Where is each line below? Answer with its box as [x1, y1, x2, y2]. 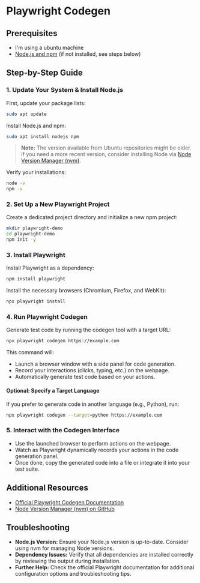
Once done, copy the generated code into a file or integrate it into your [14, 459, 190, 466]
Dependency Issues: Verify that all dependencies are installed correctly [14, 551, 194, 558]
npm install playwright [6, 276, 66, 282]
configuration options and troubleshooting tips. [14, 570, 132, 578]
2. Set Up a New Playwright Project [6, 200, 110, 208]
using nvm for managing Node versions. [14, 545, 114, 552]
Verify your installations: [6, 169, 66, 176]
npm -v [6, 186, 23, 192]
